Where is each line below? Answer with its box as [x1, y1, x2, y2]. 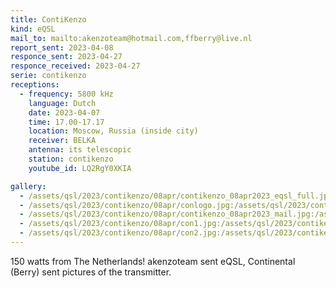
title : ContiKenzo [10, 14, 87, 25]
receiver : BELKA [28, 136, 97, 146]
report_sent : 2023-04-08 [10, 42, 114, 53]
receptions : [10, 80, 60, 90]
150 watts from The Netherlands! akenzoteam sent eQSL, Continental [10, 255, 296, 267]
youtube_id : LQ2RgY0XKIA [28, 163, 132, 173]
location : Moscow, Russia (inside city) [28, 126, 199, 136]
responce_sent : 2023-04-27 [10, 52, 123, 62]
